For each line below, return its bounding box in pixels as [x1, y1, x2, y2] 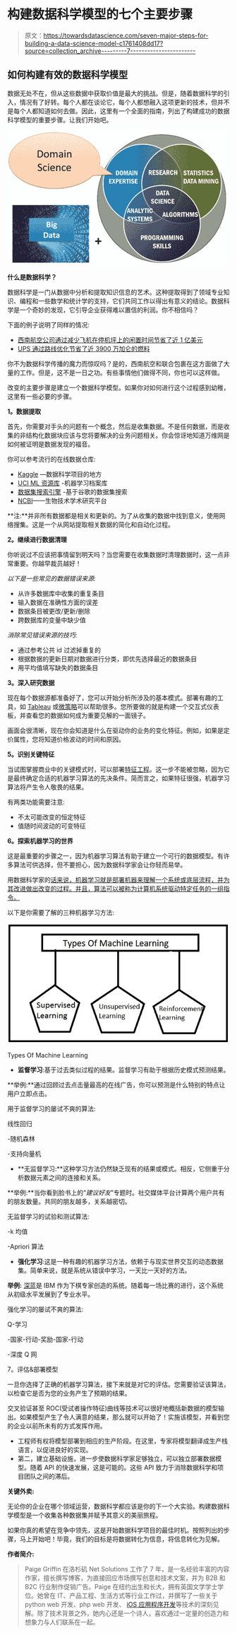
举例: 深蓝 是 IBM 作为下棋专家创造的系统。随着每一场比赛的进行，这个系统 [7, 1281, 224, 1289]
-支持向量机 [7, 1149, 42, 1158]
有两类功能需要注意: [7, 798, 66, 807]
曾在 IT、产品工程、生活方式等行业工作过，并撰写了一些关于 [43, 1591, 218, 1600]
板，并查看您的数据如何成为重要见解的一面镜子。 [7, 711, 150, 720]
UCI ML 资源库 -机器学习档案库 [17, 479, 108, 488]
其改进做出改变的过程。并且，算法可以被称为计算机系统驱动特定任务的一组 [7, 884, 224, 893]
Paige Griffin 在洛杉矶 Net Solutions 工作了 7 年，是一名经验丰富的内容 [24, 1564, 230, 1573]
